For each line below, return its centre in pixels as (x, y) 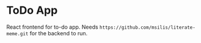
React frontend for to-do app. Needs (53, 27)
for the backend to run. (59, 33)
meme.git (17, 33)
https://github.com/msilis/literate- (148, 27)
